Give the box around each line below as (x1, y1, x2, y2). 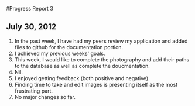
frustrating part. (14, 87, 53, 94)
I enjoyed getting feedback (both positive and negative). (14, 74, 150, 81)
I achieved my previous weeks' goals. (14, 50, 105, 57)
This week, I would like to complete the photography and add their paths (14, 56, 190, 63)
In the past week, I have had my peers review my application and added (14, 37, 188, 45)
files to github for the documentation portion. (14, 43, 124, 50)
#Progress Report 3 (6, 5, 54, 12)
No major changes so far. (14, 93, 76, 100)
